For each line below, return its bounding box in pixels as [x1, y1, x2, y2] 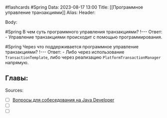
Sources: [5, 87, 24, 93]
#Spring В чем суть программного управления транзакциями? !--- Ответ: [5, 29, 163, 34]
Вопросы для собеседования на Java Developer [12, 97, 115, 103]
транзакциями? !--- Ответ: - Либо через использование [5, 49, 125, 55]
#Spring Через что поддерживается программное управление [5, 44, 139, 49]
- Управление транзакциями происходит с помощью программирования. [5, 34, 163, 40]
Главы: [5, 74, 28, 83]
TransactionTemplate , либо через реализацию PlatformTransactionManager [5, 54, 161, 60]
